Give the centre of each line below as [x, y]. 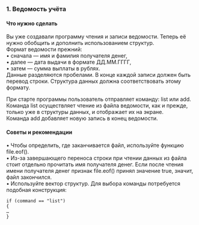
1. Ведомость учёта [36, 9]
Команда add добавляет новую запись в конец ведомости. [82, 118]
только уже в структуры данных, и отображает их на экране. [85, 112]
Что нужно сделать [32, 23]
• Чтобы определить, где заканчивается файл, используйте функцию [95, 145]
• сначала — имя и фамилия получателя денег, [67, 56]
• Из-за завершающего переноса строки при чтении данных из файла [97, 158]
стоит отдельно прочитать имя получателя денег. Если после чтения [95, 164]
